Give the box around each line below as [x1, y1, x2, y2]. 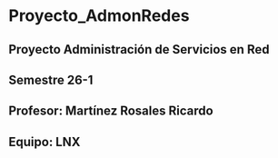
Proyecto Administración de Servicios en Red [8, 42, 270, 57]
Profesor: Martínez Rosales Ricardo [8, 104, 214, 119]
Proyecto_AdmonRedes [8, 5, 190, 26]
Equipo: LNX [8, 133, 81, 150]
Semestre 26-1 [8, 72, 94, 87]
